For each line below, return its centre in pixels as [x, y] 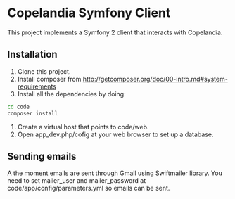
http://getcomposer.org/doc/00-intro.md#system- [155, 79]
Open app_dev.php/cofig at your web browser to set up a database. [115, 134]
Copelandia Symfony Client [89, 13]
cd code [19, 107]
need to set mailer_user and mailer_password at [77, 181]
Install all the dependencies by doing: [71, 94]
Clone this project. [44, 71]
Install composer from [49, 79]
